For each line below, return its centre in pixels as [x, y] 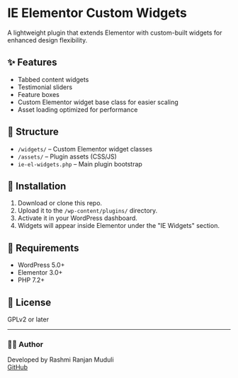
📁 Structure [33, 132]
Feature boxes [39, 94]
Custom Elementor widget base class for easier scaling [98, 102]
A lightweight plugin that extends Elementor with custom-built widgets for [115, 33]
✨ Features [32, 63]
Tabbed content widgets [53, 79]
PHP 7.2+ [31, 280]
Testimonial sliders [45, 87]
